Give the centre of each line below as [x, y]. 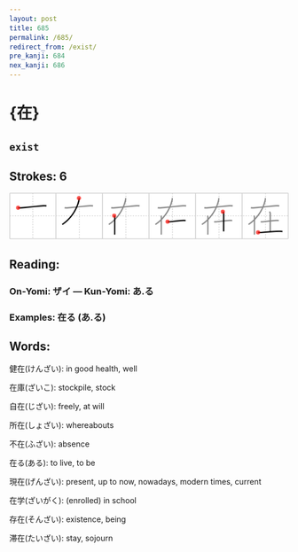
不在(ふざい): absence [50, 444]
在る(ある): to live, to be [52, 463]
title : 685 [29, 28]
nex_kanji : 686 [37, 66]
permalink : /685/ [41, 37]
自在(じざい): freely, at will [57, 407]
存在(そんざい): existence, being [68, 519]
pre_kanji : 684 [37, 56]
